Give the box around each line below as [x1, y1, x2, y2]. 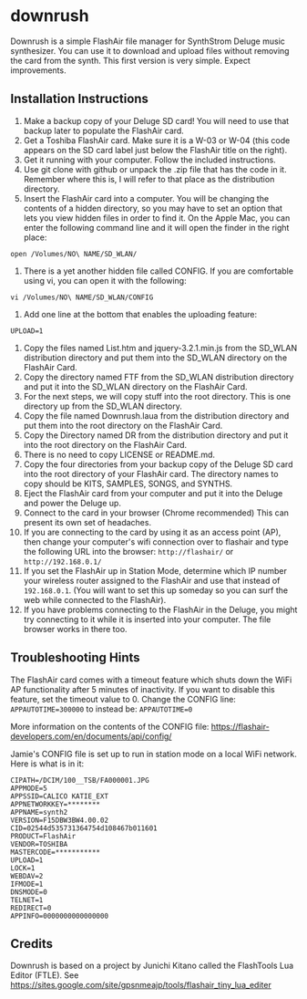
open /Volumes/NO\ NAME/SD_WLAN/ [10, 249, 138, 258]
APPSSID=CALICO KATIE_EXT [10, 791, 108, 801]
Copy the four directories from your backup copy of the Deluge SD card [23, 458, 293, 470]
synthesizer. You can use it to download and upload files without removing [10, 45, 290, 56]
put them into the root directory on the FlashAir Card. [23, 420, 223, 431]
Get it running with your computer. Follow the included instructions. [23, 154, 276, 165]
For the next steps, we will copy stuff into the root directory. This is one [23, 390, 291, 401]
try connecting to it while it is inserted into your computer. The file [23, 613, 271, 625]
